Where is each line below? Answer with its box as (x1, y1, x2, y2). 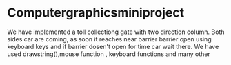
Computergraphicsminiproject (7, 5, 185, 21)
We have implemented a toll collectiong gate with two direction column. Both (7, 28, 225, 36)
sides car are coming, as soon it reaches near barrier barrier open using (7, 35, 212, 43)
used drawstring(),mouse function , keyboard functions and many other (7, 50, 210, 58)
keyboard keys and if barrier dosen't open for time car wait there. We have (7, 42, 219, 50)
